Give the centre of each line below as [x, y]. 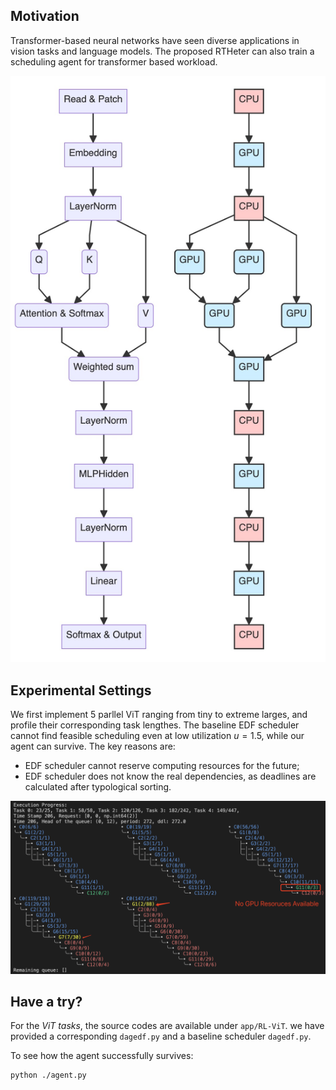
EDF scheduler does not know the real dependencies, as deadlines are [170, 776]
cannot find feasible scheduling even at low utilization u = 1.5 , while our [157, 735]
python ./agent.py [48, 1075]
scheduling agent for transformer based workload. [114, 61]
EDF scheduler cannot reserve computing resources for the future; [162, 765]
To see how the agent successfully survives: [102, 1056]
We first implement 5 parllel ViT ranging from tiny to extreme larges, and [159, 714]
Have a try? [46, 1001]
